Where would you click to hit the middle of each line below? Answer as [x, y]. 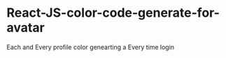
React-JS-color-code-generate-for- [113, 13]
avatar [26, 28]
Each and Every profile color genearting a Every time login [91, 47]
